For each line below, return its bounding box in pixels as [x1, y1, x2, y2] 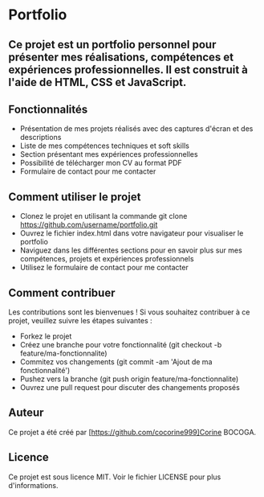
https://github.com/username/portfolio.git [19, 220, 158, 230]
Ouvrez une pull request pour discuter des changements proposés [19, 383, 241, 392]
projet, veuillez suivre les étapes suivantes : [8, 316, 152, 326]
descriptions [19, 133, 62, 142]
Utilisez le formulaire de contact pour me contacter [19, 263, 189, 273]
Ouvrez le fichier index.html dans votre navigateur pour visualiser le [19, 228, 244, 238]
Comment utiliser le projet [8, 190, 141, 203]
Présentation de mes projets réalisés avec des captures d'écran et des [19, 124, 254, 133]
